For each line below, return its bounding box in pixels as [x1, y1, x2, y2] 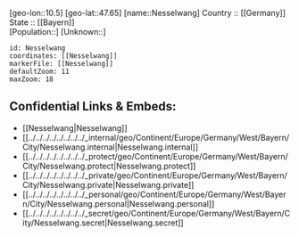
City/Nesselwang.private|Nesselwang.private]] [21, 179, 195, 190]
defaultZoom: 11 [9, 67, 70, 76]
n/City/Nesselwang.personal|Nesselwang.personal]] [21, 198, 215, 208]
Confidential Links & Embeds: [9, 99, 177, 114]
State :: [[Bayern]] [9, 17, 75, 28]
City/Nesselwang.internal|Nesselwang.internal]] [21, 142, 199, 152]
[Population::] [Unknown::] [9, 27, 107, 37]
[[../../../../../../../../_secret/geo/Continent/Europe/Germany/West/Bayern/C [21, 208, 291, 218]
